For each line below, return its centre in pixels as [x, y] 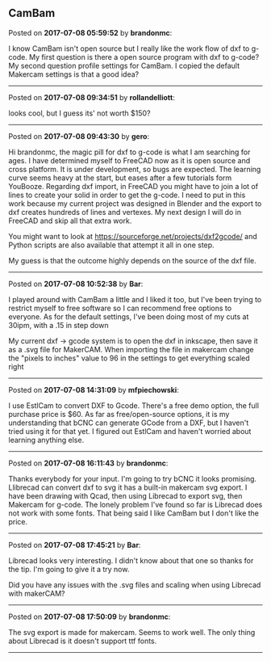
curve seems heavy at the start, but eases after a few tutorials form [120, 178]
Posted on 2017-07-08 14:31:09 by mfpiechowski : [94, 389]
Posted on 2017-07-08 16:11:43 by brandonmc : [88, 463]
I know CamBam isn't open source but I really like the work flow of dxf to [129, 48]
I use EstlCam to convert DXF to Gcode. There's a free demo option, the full [134, 405]
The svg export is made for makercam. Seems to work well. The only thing [132, 632]
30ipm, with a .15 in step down [58, 325]
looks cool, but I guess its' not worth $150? [79, 113]
